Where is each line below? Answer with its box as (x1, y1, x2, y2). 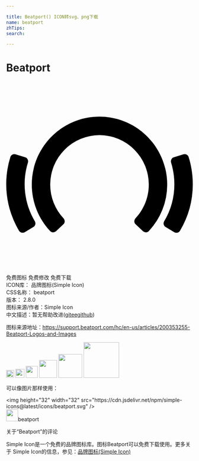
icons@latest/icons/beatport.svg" (6, 403, 88, 410)
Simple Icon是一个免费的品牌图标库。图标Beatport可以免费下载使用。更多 (6, 441, 186, 448)
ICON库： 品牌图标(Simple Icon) (6, 282, 85, 289)
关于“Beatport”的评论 (6, 428, 58, 435)
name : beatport (6, 19, 44, 26)
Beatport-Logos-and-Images (6, 330, 77, 337)
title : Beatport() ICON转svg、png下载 (6, 14, 99, 20)
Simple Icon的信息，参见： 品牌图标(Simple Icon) (12, 448, 131, 455)
